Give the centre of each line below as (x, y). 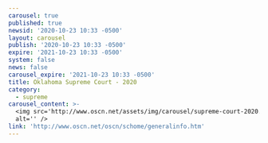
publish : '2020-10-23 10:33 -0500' (67, 45)
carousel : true (33, 15)
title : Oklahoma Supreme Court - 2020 (73, 82)
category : (25, 89)
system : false (32, 60)
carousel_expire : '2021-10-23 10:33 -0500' (82, 75)
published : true (35, 23)
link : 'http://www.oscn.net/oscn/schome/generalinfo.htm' (106, 126)
